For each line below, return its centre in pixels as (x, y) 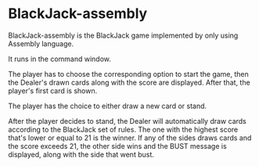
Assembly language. (41, 43)
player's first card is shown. (53, 90)
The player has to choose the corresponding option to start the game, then (128, 74)
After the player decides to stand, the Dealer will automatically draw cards (127, 121)
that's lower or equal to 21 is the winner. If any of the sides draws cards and (130, 137)
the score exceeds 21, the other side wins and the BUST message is (117, 146)
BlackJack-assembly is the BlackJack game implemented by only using (123, 35)
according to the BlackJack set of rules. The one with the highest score (123, 129)
